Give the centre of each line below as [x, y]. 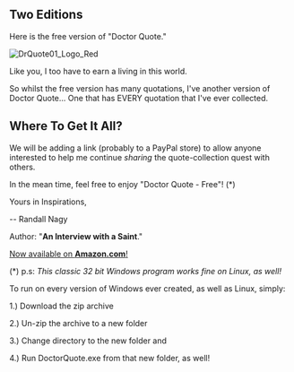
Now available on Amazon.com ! [69, 254]
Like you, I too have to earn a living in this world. [99, 71]
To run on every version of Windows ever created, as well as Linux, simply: [147, 288]
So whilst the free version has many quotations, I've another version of [140, 88]
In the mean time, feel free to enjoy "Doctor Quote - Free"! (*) [122, 184]
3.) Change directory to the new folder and [88, 341]
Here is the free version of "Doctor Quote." [88, 36]
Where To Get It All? [66, 126]
